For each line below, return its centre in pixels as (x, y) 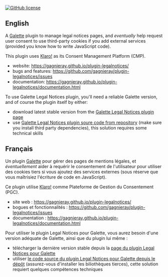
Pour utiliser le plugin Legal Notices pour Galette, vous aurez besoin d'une (82, 233)
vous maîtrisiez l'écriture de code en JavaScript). (56, 177)
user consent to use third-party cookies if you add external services (75, 41)
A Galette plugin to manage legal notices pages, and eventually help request (84, 36)
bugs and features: (32, 71)
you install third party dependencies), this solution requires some (79, 127)
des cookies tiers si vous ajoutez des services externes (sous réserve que (82, 172)
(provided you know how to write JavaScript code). (58, 46)
